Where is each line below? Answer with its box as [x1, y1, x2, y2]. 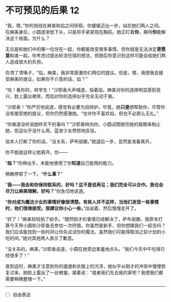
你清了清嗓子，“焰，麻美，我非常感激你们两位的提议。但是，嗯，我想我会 [5, 69, 159, 75]
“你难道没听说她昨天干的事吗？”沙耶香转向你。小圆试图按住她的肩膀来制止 [5, 121, 161, 127]
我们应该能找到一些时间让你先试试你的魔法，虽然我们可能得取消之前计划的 [5, 229, 161, 235]
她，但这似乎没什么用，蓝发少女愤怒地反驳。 [5, 127, 99, 133]
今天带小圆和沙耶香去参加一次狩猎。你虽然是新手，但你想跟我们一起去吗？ [9, 222, 166, 228]
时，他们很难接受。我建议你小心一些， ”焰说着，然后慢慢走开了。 [5, 205, 139, 211]
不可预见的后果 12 [5, 5, 80, 16]
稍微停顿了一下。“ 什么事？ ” [5, 171, 63, 177]
